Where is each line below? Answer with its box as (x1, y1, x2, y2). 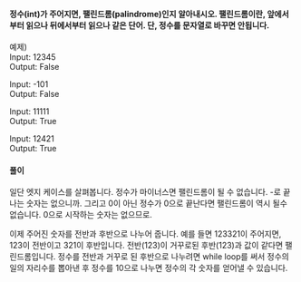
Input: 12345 (9, 52, 56, 63)
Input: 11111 (9, 106, 50, 117)
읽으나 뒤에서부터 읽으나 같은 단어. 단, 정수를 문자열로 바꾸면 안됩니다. (25, 19, 270, 31)
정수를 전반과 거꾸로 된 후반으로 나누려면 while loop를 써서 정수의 (57, 251, 290, 262)
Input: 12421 (9, 133, 54, 144)
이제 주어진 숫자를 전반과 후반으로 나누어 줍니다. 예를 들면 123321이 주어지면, (9, 229, 282, 239)
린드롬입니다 (9, 251, 54, 262)
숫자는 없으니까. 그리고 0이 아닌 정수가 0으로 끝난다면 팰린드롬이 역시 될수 (25, 198, 288, 209)
